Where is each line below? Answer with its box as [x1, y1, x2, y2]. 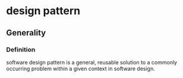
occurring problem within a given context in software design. [6, 65, 156, 72]
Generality [6, 28, 46, 38]
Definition [6, 45, 36, 54]
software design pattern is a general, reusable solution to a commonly [6, 58, 177, 66]
